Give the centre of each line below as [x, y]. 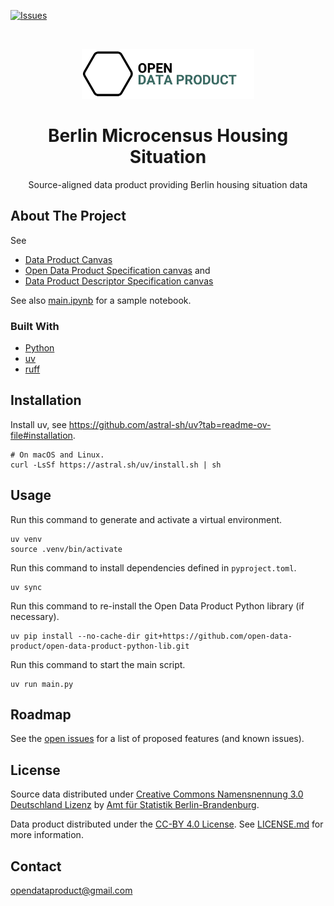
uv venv [26, 539]
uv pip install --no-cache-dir [75, 636]
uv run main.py [42, 684]
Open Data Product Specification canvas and [117, 270]
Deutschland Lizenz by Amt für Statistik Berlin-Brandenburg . [135, 805]
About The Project [68, 216]
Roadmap [41, 715]
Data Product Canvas [68, 259]
